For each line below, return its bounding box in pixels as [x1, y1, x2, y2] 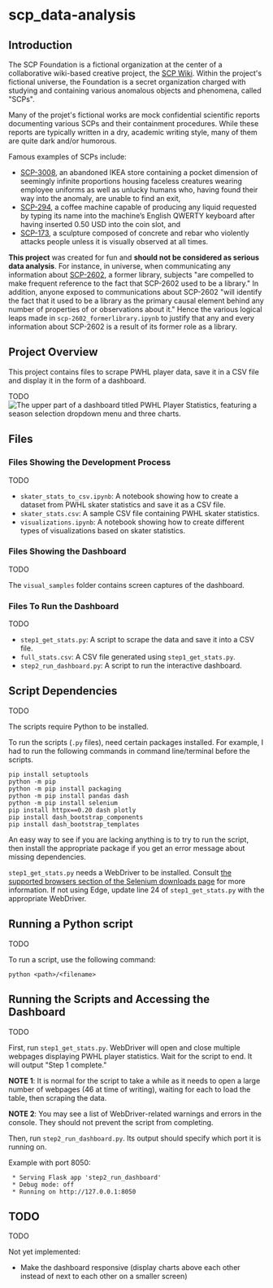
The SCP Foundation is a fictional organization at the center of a [8, 59, 223, 69]
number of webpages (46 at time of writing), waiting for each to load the [8, 1084, 251, 1094]
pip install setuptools [8, 770, 89, 778]
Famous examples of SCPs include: [8, 152, 128, 161]
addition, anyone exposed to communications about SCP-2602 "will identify [8, 287, 262, 296]
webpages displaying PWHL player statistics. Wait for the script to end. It [8, 1051, 253, 1061]
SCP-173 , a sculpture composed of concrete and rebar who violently [19, 228, 249, 238]
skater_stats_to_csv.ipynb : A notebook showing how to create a [19, 491, 239, 501]
